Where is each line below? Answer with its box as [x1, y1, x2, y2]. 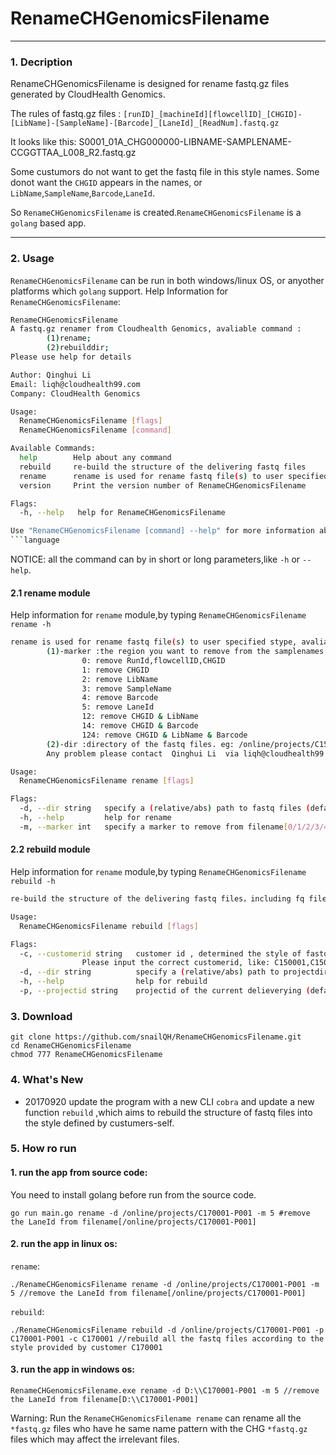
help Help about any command [19, 453, 172, 463]
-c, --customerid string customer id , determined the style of [19, 948, 302, 959]
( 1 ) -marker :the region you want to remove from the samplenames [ [46, 647, 329, 657]
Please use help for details [10, 352, 132, 362]
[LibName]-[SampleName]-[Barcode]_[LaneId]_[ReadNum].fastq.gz [10, 118, 280, 129]
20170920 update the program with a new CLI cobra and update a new [24, 1095, 315, 1107]
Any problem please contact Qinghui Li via [46, 748, 240, 759]
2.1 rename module [10, 587, 91, 599]
